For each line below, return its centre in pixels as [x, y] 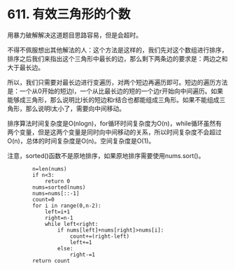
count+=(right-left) [100, 236]
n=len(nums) [50, 169]
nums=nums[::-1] [56, 193]
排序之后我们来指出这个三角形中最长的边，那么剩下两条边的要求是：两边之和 [117, 58]
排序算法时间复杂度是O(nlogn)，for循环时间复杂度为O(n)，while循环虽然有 [115, 123]
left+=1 [81, 242]
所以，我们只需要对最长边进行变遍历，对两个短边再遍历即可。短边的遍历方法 [117, 82]
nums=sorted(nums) [59, 187]
